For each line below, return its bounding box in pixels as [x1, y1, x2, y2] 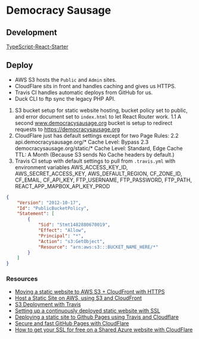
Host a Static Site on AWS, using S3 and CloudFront [14, 294, 142, 301]
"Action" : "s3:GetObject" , [38, 238, 105, 244]
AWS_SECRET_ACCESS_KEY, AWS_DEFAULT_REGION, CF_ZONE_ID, [14, 170, 183, 177]
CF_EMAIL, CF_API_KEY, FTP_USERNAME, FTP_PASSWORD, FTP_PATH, [14, 176, 192, 184]
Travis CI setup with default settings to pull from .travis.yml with [14, 157, 176, 164]
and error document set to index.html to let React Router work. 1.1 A [14, 113, 182, 120]
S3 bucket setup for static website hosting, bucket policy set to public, [14, 107, 188, 114]
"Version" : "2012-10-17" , [17, 200, 82, 206]
